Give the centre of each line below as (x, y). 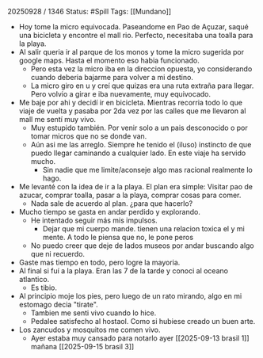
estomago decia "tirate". (58, 305)
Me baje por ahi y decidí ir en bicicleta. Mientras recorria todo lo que (131, 103)
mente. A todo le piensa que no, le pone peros (118, 237)
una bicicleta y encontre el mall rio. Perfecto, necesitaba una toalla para (136, 35)
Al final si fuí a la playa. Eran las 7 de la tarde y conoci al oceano (124, 271)
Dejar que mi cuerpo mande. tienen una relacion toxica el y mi (143, 229)
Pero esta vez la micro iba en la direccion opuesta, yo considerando (141, 69)
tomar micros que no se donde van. (89, 136)
